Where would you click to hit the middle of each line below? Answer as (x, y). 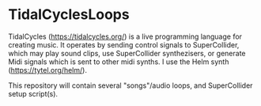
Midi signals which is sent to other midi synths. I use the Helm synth (119, 62)
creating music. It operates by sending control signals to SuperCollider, (124, 44)
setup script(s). (33, 93)
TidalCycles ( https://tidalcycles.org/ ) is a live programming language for (125, 36)
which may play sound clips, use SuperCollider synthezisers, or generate (127, 53)
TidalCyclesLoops (69, 15)
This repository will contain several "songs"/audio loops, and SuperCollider (130, 85)
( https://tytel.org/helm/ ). (47, 70)
